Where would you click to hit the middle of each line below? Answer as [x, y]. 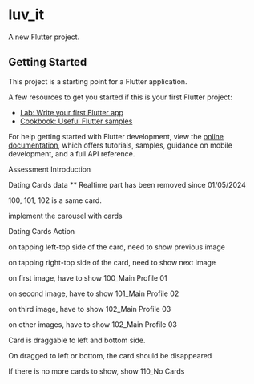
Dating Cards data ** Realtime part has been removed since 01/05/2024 [127, 184]
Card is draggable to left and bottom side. [77, 340]
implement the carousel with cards [65, 216]
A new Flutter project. [44, 37]
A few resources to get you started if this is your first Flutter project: [120, 97]
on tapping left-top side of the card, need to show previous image [117, 247]
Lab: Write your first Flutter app [72, 112]
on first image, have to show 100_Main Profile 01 [88, 277]
